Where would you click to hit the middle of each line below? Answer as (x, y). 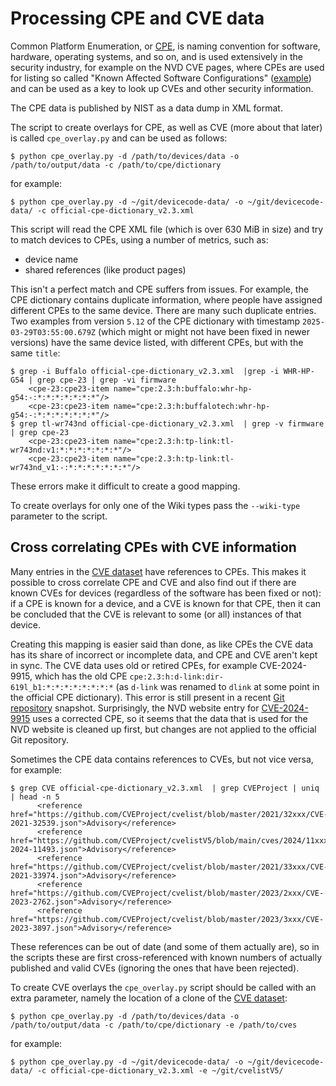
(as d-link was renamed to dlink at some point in (217, 686)
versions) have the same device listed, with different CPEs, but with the (157, 342)
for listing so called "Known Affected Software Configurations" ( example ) (161, 78)
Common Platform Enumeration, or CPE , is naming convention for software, (165, 46)
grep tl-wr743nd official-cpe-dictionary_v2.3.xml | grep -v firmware (172, 423)
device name (51, 259)
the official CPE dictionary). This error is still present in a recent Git (147, 697)
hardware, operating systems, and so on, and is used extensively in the (156, 56)
